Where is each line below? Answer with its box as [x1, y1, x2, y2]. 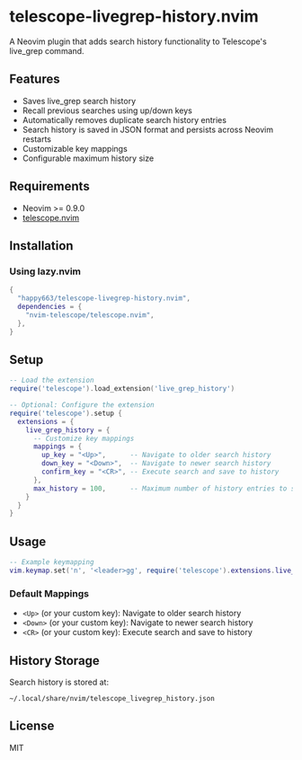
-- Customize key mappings [32, 434, 135, 443]
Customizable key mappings [22, 143, 128, 154]
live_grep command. [9, 45, 84, 56]
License [9, 719, 55, 734]
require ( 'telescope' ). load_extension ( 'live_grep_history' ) [9, 384, 235, 393]
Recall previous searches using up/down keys [22, 105, 193, 116]
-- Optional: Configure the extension [9, 401, 155, 410]
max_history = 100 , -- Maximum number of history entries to [32, 483, 288, 493]
